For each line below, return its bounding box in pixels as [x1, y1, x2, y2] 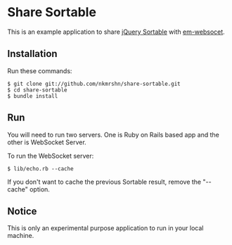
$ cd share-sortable [7, 86, 68, 94]
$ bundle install [7, 92, 58, 99]
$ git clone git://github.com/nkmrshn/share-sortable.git [7, 80, 181, 87]
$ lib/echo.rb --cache [7, 165, 74, 172]
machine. [7, 232, 34, 240]
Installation [7, 48, 58, 60]
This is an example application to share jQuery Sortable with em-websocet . [7, 27, 225, 36]
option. [29, 184, 51, 194]
